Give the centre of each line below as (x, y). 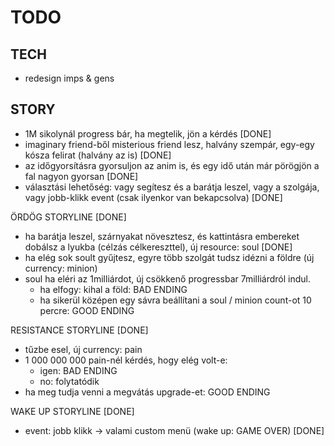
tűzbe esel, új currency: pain (83, 349)
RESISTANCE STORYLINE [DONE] (79, 330)
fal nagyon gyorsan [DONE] (81, 176)
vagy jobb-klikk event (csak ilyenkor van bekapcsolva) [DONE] (153, 197)
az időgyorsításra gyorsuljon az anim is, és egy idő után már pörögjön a (172, 165)
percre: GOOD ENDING (87, 310)
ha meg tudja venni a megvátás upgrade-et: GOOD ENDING (147, 392)
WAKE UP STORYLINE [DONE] (72, 411)
